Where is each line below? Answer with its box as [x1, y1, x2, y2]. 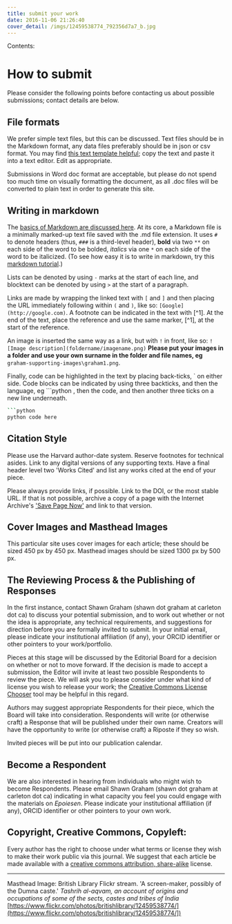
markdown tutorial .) [7, 260, 64, 268]
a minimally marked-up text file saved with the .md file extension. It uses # [7, 230, 218, 238]
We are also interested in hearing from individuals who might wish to [7, 777, 202, 785]
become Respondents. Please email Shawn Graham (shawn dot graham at [7, 785, 218, 793]
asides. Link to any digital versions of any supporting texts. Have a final [7, 459, 210, 467]
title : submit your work [7, 10, 79, 17]
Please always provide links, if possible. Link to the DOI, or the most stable [7, 486, 219, 494]
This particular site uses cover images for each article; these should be [7, 539, 209, 548]
